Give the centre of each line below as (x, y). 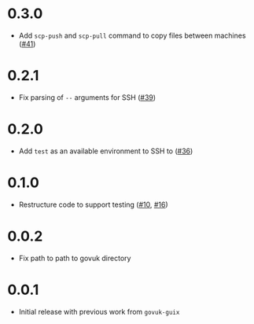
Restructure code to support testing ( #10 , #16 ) (93, 204)
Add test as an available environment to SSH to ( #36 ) (106, 151)
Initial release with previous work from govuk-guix (99, 311)
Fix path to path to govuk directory (75, 258)
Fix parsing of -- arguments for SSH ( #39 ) (87, 97)
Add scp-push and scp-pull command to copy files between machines (132, 35)
